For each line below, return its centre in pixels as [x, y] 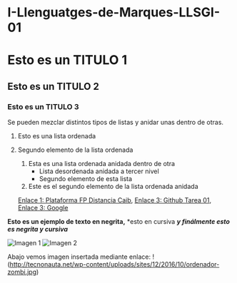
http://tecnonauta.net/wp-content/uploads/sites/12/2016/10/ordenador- [115, 264]
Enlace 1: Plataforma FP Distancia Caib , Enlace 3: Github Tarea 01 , [115, 200]
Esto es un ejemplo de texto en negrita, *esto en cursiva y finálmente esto [119, 222]
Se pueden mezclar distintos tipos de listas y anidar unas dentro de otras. [115, 123]
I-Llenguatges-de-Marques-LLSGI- [114, 12]
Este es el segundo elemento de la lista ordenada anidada [113, 187]
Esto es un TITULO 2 [54, 86]
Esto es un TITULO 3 [44, 106]
